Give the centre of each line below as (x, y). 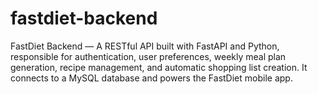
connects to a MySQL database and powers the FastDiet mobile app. (151, 78)
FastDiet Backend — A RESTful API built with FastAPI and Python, (145, 46)
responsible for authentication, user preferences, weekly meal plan (148, 56)
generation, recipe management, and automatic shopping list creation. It (159, 67)
